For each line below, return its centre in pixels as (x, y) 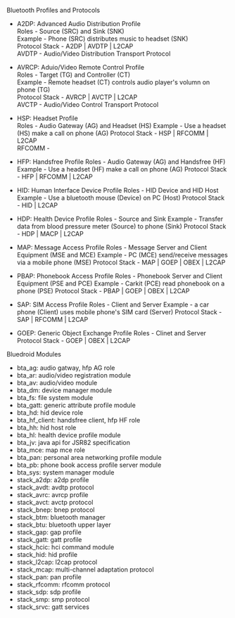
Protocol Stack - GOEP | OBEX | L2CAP (74, 341)
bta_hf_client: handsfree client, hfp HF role (78, 420)
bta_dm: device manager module (64, 390)
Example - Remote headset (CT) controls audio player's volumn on (113, 82)
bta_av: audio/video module (57, 383)
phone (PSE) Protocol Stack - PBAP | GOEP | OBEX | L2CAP (103, 291)
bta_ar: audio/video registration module (74, 375)
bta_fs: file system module (55, 398)
